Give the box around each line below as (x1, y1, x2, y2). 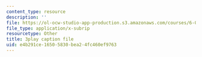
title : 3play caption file (6, 36, 74, 42)
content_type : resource (6, 8, 66, 15)
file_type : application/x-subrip (6, 25, 90, 31)
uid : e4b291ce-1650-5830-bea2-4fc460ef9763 (6, 42, 117, 48)
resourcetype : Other (6, 31, 58, 37)
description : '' (6, 14, 47, 20)
